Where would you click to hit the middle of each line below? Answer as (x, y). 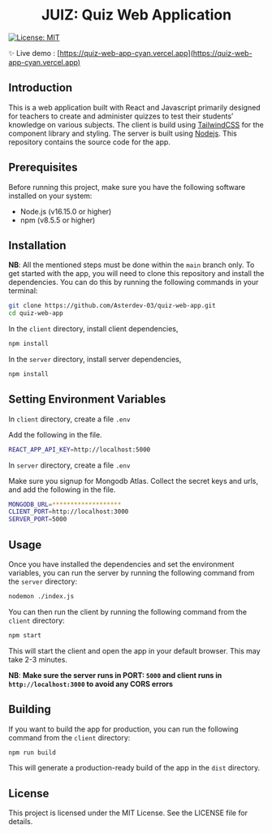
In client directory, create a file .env (69, 419)
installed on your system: (50, 196)
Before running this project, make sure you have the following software (127, 187)
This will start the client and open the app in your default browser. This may (135, 650)
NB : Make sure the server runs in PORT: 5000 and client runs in (115, 675)
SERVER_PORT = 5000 (38, 520)
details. (21, 822)
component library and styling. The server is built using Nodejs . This (123, 133)
